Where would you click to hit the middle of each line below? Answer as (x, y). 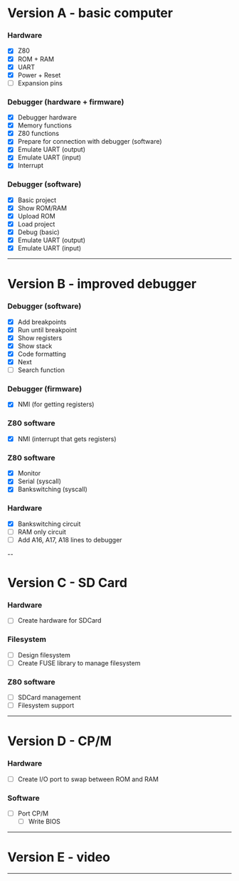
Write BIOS (44, 822)
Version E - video (59, 857)
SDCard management (49, 697)
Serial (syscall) (39, 481)
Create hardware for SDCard (59, 621)
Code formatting (42, 354)
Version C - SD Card (68, 583)
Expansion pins (40, 83)
